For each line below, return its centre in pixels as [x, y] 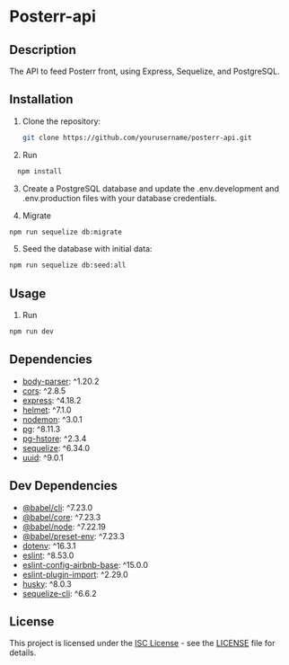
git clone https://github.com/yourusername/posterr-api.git [137, 137]
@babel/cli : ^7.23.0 [57, 507]
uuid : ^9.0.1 [43, 457]
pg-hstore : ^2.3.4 [54, 439]
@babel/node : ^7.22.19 [64, 527]
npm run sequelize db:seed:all [68, 266]
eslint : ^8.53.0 [48, 555]
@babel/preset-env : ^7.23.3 [74, 536]
